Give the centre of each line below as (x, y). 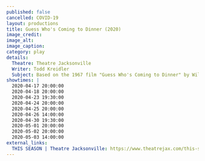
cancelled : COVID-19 (33, 18)
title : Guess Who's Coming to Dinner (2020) (64, 29)
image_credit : (24, 35)
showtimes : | (23, 80)
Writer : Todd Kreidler (41, 69)
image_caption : (26, 47)
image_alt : (20, 40)
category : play (26, 52)
